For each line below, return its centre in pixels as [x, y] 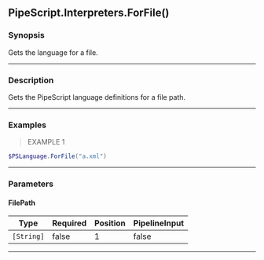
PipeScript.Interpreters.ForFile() [89, 13]
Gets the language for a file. [53, 52]
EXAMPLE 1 [46, 142]
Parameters [31, 184]
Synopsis [26, 35]
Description [31, 80]
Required [70, 223]
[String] [28, 236]
